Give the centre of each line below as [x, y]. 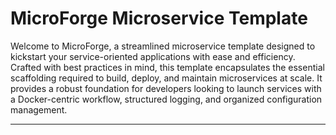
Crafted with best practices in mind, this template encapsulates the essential [167, 67]
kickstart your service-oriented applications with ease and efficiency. [153, 56]
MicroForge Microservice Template [159, 18]
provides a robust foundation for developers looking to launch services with [166, 88]
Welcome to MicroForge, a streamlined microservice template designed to [163, 46]
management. [39, 109]
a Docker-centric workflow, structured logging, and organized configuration [166, 99]
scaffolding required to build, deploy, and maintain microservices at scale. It [166, 78]
